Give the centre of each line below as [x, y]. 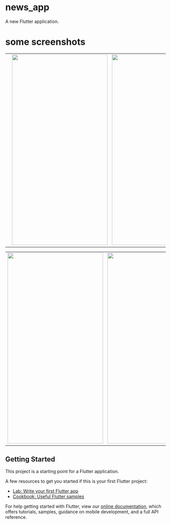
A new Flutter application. [32, 21]
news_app [27, 7]
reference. [16, 517]
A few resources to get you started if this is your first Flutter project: [76, 481]
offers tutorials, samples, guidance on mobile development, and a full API [82, 512]
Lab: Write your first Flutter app [46, 491]
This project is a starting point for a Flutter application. [62, 472]
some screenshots [45, 42]
